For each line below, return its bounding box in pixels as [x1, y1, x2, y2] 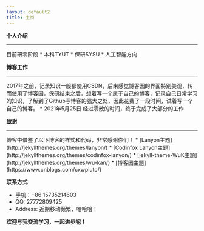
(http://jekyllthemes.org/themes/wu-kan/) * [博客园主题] [6, 159, 146, 166]
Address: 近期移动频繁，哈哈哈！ [15, 205, 98, 212]
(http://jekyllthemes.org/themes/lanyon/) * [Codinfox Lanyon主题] [6, 144, 171, 151]
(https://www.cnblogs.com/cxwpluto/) [6, 166, 102, 173]
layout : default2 [6, 8, 50, 15]
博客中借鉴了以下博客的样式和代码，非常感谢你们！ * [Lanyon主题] [6, 136, 173, 143]
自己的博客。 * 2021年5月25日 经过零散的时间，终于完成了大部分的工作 [6, 104, 184, 112]
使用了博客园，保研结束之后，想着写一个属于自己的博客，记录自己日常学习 [11, 89, 198, 97]
